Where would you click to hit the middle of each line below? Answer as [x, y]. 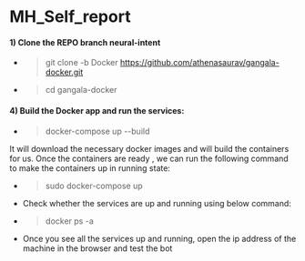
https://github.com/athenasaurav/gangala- [199, 63]
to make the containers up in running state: [90, 168]
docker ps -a [69, 221]
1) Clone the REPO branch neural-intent [85, 42]
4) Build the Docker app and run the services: [97, 110]
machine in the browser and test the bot [97, 248]
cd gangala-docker [81, 90]
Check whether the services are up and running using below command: [157, 203]
